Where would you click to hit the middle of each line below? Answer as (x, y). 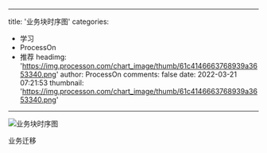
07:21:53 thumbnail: (52, 83)
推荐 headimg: (43, 57)
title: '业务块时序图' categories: (59, 22)
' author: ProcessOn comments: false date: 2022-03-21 (146, 74)
